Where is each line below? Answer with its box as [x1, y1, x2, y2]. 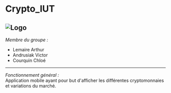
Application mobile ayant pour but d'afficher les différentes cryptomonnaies [5, 77, 164, 83]
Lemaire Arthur [12, 47, 45, 52]
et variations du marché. [5, 83, 56, 89]
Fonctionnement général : [5, 72, 60, 78]
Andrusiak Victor [12, 52, 48, 58]
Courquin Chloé [12, 57, 46, 64]
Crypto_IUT [5, 3, 55, 15]
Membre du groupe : [5, 37, 48, 43]
